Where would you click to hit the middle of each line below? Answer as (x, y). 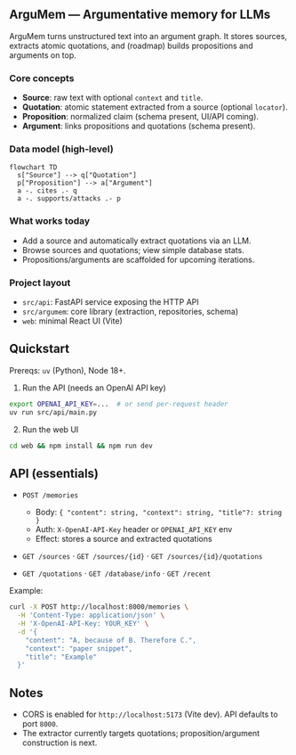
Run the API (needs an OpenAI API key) (94, 388)
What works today (50, 221)
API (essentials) (54, 473)
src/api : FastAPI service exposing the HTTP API (111, 302)
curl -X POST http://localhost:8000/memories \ (99, 607)
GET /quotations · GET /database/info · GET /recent (116, 573)
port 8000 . (40, 724)
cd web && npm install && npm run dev (81, 446)
